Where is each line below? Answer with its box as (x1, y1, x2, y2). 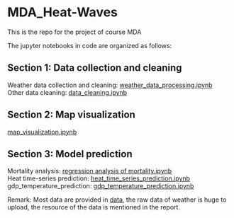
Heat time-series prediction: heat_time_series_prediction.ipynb (7, 174, 190, 183)
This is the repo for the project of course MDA (7, 28, 142, 36)
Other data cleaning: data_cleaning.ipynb (7, 88, 128, 96)
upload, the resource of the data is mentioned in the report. (7, 203, 181, 212)
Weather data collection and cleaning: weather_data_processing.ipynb (7, 81, 213, 89)
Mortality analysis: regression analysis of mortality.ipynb (7, 167, 172, 176)
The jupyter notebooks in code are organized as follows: (7, 41, 172, 50)
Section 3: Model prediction (7, 148, 133, 160)
